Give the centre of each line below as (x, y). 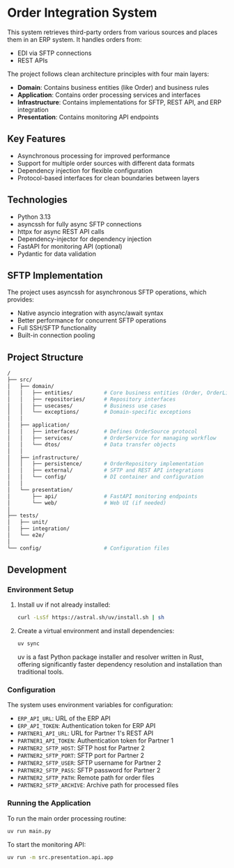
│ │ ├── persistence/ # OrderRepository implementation (106, 464)
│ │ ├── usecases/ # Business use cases (87, 405)
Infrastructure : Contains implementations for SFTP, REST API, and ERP (119, 102)
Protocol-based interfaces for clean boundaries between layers (108, 178)
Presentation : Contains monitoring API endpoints (88, 117)
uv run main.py (29, 831)
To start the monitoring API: (47, 844)
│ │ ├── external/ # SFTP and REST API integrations (106, 471)
